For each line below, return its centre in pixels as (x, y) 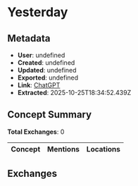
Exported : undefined (48, 77)
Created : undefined (46, 63)
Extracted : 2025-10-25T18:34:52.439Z (74, 93)
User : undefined (41, 55)
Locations (103, 149)
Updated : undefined (47, 70)
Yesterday (38, 12)
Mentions (63, 149)
